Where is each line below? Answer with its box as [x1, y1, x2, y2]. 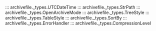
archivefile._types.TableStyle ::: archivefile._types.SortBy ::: [5, 15, 127, 20]
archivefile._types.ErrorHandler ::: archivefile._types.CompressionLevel [5, 20, 151, 26]
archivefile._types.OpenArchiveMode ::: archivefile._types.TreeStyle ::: [5, 9, 149, 15]
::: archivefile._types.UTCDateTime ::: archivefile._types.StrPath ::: [5, 4, 140, 10]
